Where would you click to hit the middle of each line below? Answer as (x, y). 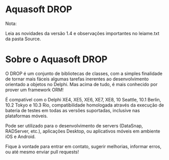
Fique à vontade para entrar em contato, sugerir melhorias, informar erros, (83, 146)
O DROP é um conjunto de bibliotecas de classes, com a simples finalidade (84, 73)
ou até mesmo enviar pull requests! (42, 152)
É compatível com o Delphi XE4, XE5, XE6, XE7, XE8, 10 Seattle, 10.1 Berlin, (83, 99)
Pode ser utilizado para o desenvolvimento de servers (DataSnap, (74, 125)
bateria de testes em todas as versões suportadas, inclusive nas (73, 110)
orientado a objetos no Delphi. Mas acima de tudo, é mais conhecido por (81, 84)
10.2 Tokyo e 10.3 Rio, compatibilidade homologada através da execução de (85, 105)
